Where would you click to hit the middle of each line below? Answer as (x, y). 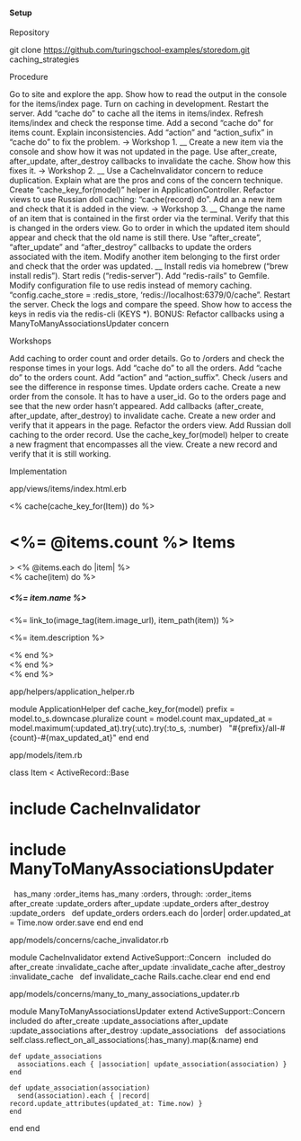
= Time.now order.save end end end (76, 923)
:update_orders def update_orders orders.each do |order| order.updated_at (150, 914)
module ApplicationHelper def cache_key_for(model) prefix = (122, 709)
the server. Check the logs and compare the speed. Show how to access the (151, 305)
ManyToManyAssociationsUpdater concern (89, 324)
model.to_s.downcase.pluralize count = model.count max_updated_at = (141, 718)
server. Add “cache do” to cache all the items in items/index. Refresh (136, 113)
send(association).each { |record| (84, 1096)
